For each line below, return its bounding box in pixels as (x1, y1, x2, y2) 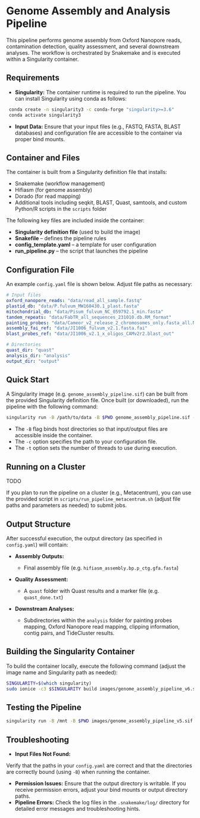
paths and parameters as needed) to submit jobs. (6, 502, 127, 509)
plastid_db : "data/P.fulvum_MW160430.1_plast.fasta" (6, 303, 140, 309)
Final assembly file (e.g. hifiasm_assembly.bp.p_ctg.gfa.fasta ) (23, 564, 179, 571)
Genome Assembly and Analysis (6, 4, 171, 18)
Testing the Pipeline (6, 702, 82, 713)
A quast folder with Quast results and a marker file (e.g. (23, 587, 160, 594)
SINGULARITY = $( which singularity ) (6, 680, 92, 686)
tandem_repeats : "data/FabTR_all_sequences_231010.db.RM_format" (6, 314, 171, 320)
